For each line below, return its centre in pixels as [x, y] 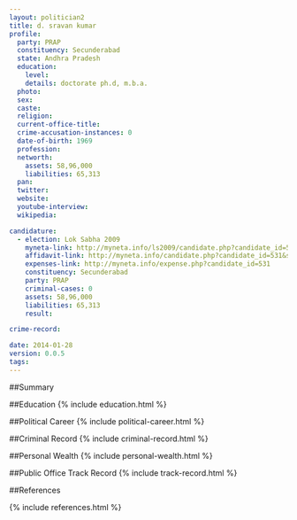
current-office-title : [59, 125]
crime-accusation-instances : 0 [75, 133]
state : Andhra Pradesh [59, 58]
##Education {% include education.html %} [88, 404]
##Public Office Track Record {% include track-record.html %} [123, 473]
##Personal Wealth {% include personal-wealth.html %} [111, 455]
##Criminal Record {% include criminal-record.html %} [109, 439]
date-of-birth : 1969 [55, 141]
